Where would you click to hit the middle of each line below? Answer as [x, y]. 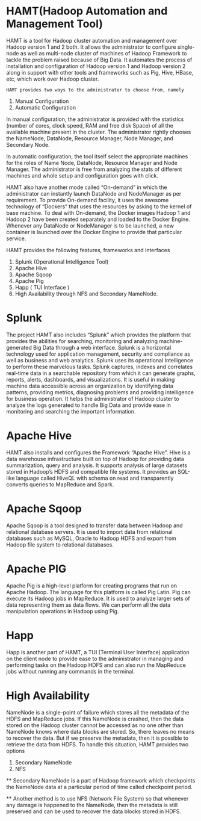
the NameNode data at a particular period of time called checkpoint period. [99, 787]
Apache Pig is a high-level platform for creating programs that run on [92, 586]
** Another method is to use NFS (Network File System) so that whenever [97, 798]
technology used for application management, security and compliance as [98, 354]
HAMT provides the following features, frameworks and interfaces [88, 250]
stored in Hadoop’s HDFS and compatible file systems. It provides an [91, 471]
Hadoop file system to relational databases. [60, 544]
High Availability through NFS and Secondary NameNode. [86, 294]
